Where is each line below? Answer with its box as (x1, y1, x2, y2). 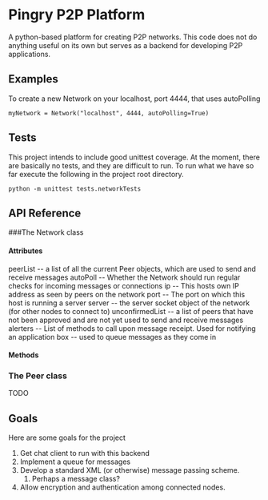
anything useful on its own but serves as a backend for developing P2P (8, 40, 243, 50)
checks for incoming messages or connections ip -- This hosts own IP (8, 280, 240, 290)
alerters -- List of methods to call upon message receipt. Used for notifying (8, 323, 256, 333)
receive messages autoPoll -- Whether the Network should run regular (8, 272, 241, 282)
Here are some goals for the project (8, 433, 126, 442)
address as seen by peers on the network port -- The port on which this (8, 289, 246, 299)
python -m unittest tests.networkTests (8, 184, 142, 193)
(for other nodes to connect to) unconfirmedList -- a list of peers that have (8, 306, 254, 316)
